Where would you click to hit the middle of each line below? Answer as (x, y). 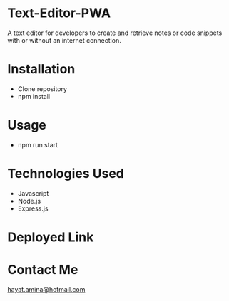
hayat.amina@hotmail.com (46, 289)
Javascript (33, 193)
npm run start (38, 144)
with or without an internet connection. (64, 40)
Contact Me (43, 270)
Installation (41, 69)
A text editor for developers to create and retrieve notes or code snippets (115, 33)
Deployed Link (51, 237)
